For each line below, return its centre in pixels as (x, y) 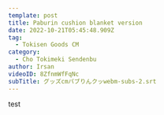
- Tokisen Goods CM (47, 45)
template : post (33, 15)
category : (24, 52)
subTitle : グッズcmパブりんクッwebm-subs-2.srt (82, 81)
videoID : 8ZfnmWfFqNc (44, 74)
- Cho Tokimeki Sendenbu (56, 60)
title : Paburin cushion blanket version (76, 23)
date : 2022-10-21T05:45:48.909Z (61, 30)
